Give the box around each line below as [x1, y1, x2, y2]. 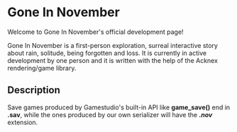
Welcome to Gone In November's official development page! [7, 28, 184, 36]
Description [7, 84, 60, 96]
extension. [7, 118, 38, 126]
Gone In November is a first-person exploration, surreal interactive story [7, 41, 219, 49]
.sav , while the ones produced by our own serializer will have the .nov [7, 110, 213, 119]
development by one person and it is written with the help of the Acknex [7, 56, 219, 64]
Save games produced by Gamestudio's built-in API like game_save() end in [7, 103, 231, 112]
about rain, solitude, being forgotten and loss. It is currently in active [7, 49, 207, 57]
